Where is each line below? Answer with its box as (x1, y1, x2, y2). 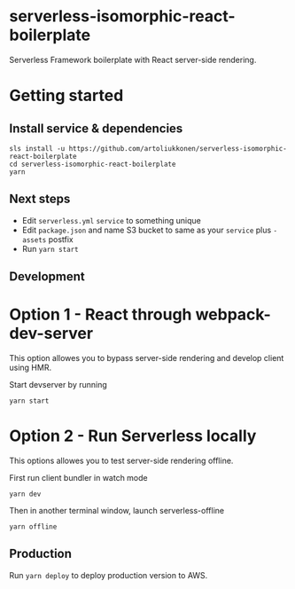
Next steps (9, 192, 71, 207)
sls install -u (9, 144, 66, 153)
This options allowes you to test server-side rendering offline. (9, 455, 234, 467)
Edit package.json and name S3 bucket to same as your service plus (21, 224, 272, 235)
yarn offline (9, 522, 58, 531)
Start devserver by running (9, 380, 108, 390)
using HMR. (9, 362, 51, 373)
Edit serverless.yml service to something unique (21, 215, 201, 225)
